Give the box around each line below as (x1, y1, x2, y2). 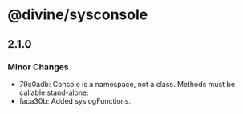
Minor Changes (7, 61, 69, 73)
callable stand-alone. (18, 88, 89, 97)
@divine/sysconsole (7, 6, 148, 24)
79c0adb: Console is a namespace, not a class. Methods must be (18, 79, 236, 88)
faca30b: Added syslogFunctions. (18, 96, 132, 105)
